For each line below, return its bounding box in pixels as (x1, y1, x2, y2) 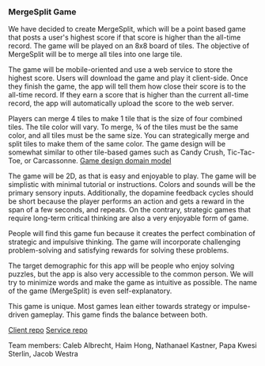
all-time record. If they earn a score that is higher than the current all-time (8, 90, 249, 100)
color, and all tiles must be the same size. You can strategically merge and (8, 131, 250, 140)
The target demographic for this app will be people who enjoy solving (8, 261, 235, 271)
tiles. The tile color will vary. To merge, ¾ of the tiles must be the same (8, 122, 239, 132)
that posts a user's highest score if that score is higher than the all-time (8, 32, 241, 42)
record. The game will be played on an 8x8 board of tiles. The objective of (8, 41, 250, 51)
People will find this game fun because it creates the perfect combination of (8, 229, 256, 238)
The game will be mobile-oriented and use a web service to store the (8, 65, 233, 74)
